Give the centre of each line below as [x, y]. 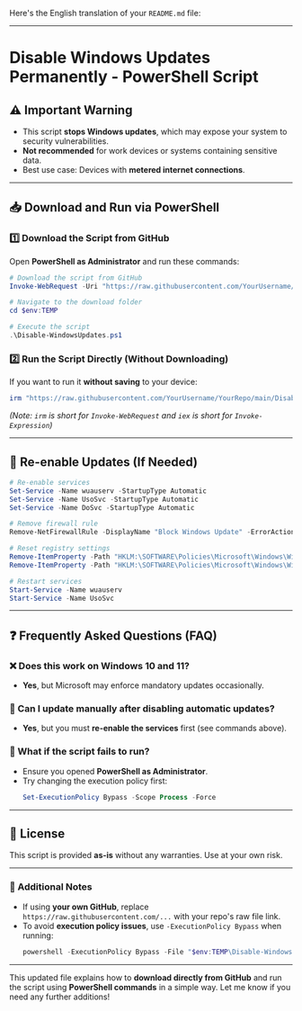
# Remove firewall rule [54, 524]
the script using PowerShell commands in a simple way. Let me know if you [150, 987]
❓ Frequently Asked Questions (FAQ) [113, 635]
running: [38, 935]
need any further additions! [60, 997]
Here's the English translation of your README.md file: [105, 13]
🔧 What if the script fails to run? [80, 752]
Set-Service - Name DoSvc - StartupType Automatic [102, 507]
